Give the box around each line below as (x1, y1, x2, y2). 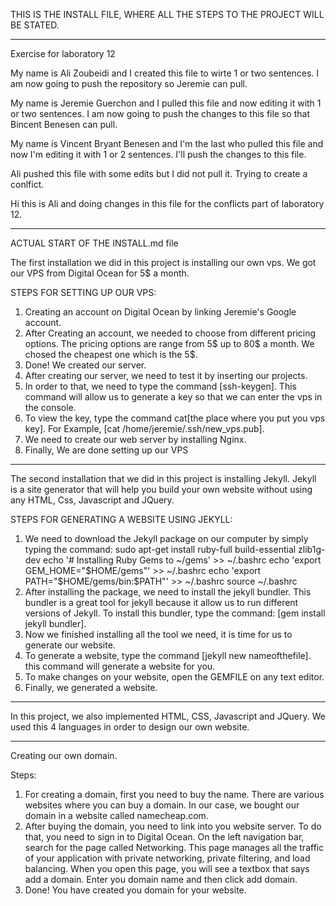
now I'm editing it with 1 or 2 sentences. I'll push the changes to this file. (10, 149, 307, 160)
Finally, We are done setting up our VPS (24, 444, 189, 456)
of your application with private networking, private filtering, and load (24, 852, 311, 864)
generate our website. (24, 639, 116, 651)
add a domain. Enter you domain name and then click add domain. (24, 874, 298, 885)
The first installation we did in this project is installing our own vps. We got (10, 257, 317, 268)
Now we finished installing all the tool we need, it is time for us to (24, 629, 293, 640)
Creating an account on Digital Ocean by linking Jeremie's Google (24, 306, 297, 318)
